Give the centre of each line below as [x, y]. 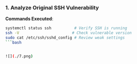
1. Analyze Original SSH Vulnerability [52, 8]
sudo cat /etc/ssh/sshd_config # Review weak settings [65, 38]
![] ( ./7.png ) [19, 56]
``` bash [14, 42]
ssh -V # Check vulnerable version [68, 33]
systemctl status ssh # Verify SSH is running [66, 28]
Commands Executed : [30, 19]
